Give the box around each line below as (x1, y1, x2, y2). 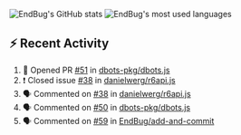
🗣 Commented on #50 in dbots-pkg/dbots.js (22, 101, 191, 112)
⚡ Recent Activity (9, 36, 110, 52)
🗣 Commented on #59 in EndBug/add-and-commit (22, 115, 215, 126)
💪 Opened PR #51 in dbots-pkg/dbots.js (22, 64, 170, 75)
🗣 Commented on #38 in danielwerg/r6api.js (22, 88, 192, 99)
